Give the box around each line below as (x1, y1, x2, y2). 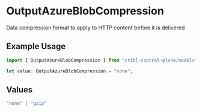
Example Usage (6, 41, 66, 52)
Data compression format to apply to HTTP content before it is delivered (6, 24, 185, 31)
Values (6, 84, 33, 95)
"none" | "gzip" (6, 101, 47, 107)
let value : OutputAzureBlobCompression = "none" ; (6, 68, 133, 74)
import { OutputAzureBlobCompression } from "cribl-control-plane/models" (6, 57, 198, 63)
